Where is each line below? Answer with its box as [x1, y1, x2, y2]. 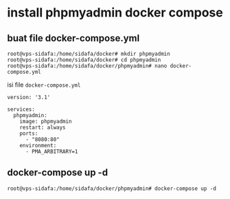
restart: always [19, 124, 67, 131]
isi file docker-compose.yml [7, 81, 81, 89]
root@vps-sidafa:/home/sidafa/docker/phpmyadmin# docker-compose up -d [7, 185, 216, 192]
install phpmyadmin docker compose [7, 5, 223, 21]
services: [7, 106, 36, 113]
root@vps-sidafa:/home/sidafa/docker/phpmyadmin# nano [7, 63, 168, 70]
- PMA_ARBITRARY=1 [25, 148, 78, 155]
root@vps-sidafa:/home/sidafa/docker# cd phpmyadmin [7, 56, 161, 63]
